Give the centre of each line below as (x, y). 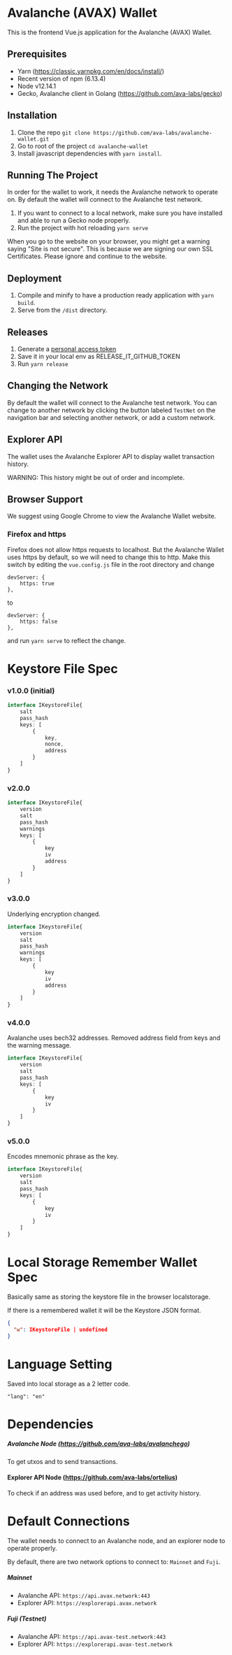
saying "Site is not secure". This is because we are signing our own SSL (110, 249)
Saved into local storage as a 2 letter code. (69, 1383)
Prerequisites (37, 54)
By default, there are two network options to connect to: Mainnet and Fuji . (114, 1561)
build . (26, 303)
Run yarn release (43, 364)
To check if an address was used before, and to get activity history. (104, 1493)
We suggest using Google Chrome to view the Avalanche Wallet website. (112, 516)
